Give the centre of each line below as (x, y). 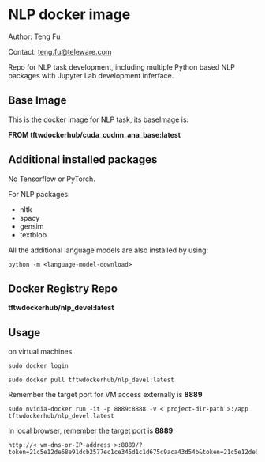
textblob (33, 234)
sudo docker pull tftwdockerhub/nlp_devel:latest (91, 380)
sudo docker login (38, 366)
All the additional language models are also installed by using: (108, 250)
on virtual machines (40, 352)
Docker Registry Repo (63, 288)
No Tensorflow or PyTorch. (52, 179)
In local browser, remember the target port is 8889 (91, 431)
